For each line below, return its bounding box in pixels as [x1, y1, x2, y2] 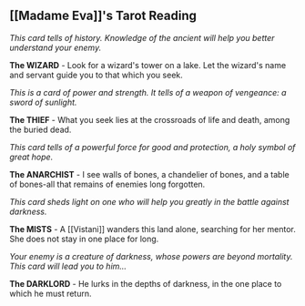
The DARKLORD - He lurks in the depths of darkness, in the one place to [9, 278, 282, 289]
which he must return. [9, 288, 93, 299]
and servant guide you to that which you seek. [9, 69, 184, 80]
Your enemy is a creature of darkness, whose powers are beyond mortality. [9, 250, 293, 261]
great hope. [9, 151, 54, 162]
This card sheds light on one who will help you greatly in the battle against [9, 196, 290, 207]
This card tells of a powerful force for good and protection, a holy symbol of [9, 141, 296, 152]
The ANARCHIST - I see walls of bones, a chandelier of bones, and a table [9, 168, 290, 179]
